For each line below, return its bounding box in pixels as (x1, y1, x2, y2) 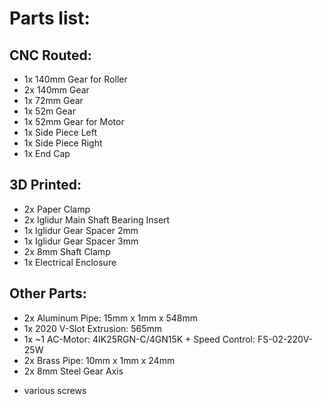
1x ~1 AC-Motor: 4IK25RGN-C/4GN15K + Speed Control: (23, 333, 256, 345)
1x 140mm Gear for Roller (23, 73, 128, 85)
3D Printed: (9, 177, 82, 194)
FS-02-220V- (257, 333, 314, 345)
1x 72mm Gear (23, 95, 84, 106)
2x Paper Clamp (23, 203, 91, 215)
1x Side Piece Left (23, 127, 98, 138)
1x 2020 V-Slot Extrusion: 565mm (23, 322, 163, 334)
